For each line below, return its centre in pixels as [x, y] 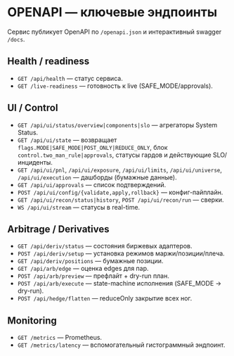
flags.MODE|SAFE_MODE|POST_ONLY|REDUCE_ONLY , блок [92, 147]
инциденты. [35, 162]
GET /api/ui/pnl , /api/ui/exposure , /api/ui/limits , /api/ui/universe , [120, 170]
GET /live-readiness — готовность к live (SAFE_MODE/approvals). [115, 86]
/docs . [16, 39]
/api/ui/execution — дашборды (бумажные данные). [97, 177]
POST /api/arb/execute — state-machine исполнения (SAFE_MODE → [119, 284]
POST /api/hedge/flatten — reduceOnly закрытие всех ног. [105, 298]
